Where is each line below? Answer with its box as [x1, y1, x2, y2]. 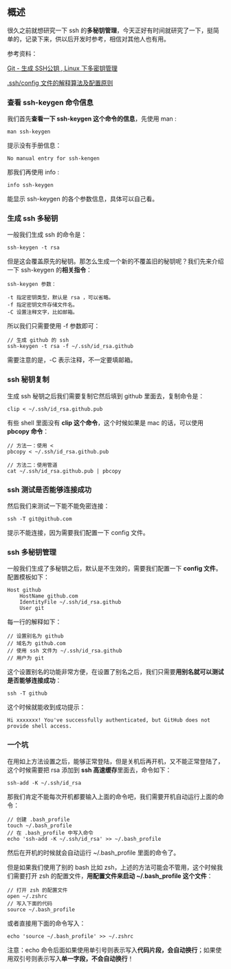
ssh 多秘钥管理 [7, 547, 57, 557]
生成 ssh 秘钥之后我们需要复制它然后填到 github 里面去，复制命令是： [7, 391, 205, 400]
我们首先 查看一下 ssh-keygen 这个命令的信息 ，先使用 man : [7, 114, 177, 123]
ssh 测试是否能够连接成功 [7, 484, 91, 494]
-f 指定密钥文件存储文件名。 [7, 302, 78, 309]
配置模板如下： [7, 573, 49, 581]
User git [19, 605, 45, 612]
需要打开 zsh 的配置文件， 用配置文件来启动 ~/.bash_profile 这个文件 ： [12, 871, 213, 880]
